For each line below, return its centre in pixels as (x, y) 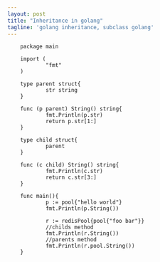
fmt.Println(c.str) (74, 172)
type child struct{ (49, 140)
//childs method (69, 227)
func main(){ (39, 197)
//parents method (71, 240)
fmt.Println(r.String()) (82, 234)
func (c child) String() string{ (70, 165)
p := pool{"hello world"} (84, 203)
